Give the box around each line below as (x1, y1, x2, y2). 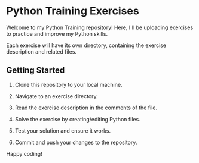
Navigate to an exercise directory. (14, 92, 99, 99)
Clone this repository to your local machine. (14, 81, 123, 88)
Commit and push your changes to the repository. (14, 139, 137, 146)
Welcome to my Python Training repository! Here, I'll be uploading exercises (6, 24, 194, 31)
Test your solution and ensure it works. (14, 127, 111, 134)
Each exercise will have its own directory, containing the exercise (6, 42, 166, 49)
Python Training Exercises (6, 4, 139, 18)
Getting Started (6, 65, 65, 76)
